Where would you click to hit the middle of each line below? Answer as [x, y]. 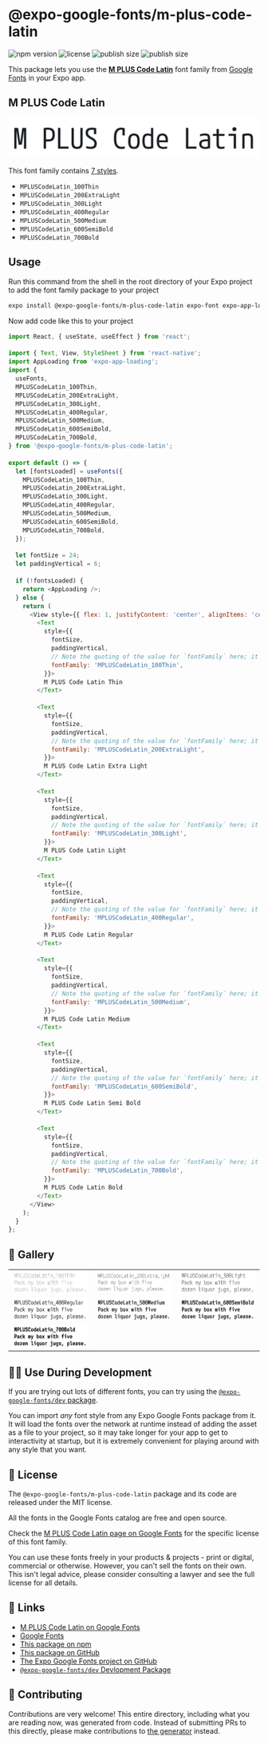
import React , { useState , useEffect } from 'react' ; [100, 336]
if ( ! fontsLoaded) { [49, 581]
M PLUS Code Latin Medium [87, 1019]
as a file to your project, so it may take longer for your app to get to [118, 1432]
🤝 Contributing [45, 1695]
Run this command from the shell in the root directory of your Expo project [130, 281]
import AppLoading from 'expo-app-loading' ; [83, 362]
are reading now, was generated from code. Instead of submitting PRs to [128, 1722]
